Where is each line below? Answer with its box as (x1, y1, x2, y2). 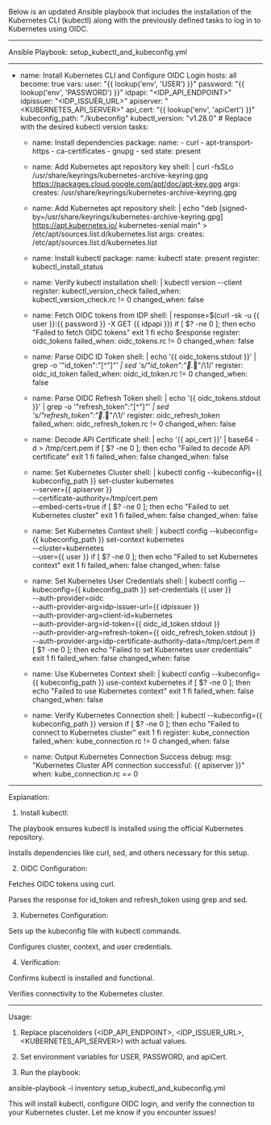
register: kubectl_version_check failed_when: (31, 286, 181, 296)
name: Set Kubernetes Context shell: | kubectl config (31, 526, 208, 536)
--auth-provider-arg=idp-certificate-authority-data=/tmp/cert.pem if (31, 636, 261, 646)
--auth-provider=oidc (31, 593, 104, 603)
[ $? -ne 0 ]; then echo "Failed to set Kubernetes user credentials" (31, 645, 252, 654)
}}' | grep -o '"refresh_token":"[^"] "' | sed (31, 402, 169, 411)
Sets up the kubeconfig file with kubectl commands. (8, 926, 181, 936)
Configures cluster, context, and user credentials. (8, 942, 173, 951)
